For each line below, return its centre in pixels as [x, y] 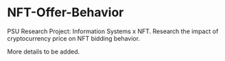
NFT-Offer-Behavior [66, 13]
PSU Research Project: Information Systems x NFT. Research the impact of [113, 31]
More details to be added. [44, 52]
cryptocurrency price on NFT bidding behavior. [74, 38]
